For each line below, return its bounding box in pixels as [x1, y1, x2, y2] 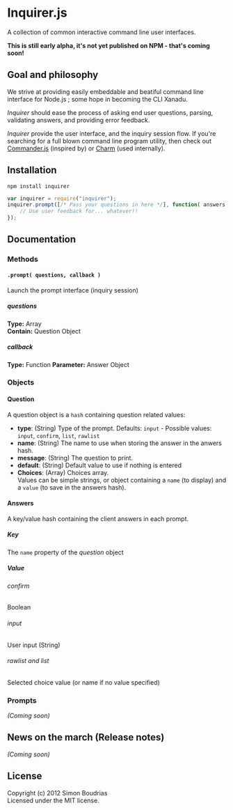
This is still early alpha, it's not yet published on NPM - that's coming [7, 41, 210, 49]
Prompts [7, 695, 37, 705]
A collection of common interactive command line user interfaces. [7, 28, 196, 36]
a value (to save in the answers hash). [17, 483, 127, 492]
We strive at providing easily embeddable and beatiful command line [7, 87, 204, 95]
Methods [7, 254, 38, 264]
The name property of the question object [7, 548, 124, 556]
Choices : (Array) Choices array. [17, 468, 109, 476]
